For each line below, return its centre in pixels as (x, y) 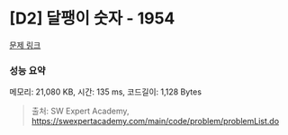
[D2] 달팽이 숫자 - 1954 (92, 18)
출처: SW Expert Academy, (80, 111)
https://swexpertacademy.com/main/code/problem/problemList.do (155, 121)
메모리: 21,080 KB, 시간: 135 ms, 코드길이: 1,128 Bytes (106, 92)
